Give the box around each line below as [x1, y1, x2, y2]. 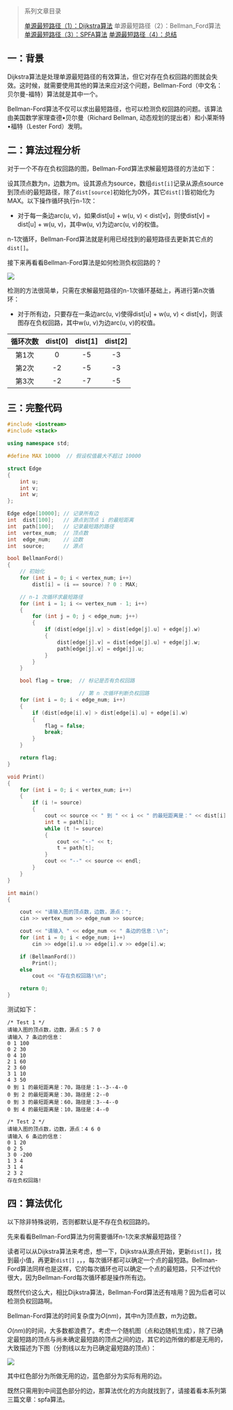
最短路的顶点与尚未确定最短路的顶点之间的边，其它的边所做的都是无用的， [13, 1335, 227, 1343]
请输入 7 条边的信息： [7, 1034, 64, 1041]
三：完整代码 [7, 402, 63, 414]
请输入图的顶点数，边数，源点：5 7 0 [7, 1027, 101, 1034]
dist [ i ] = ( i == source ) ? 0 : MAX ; [32, 581, 138, 588]
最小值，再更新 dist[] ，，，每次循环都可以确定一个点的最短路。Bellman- [13, 1255, 218, 1264]
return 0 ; [19, 985, 49, 992]
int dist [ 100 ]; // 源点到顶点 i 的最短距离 [7, 517, 134, 524]
